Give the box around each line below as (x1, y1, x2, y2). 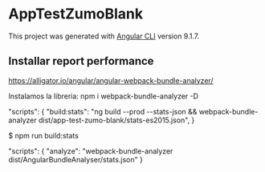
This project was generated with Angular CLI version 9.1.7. (8, 31, 200, 41)
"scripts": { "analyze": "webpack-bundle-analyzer (8, 146, 173, 156)
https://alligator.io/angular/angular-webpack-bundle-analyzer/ (8, 75, 214, 85)
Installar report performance (8, 54, 154, 68)
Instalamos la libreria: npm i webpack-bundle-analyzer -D (8, 91, 199, 101)
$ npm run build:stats (8, 130, 79, 140)
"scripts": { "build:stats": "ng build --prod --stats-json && (8, 106, 198, 116)
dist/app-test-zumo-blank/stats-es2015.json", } (39, 115, 195, 125)
